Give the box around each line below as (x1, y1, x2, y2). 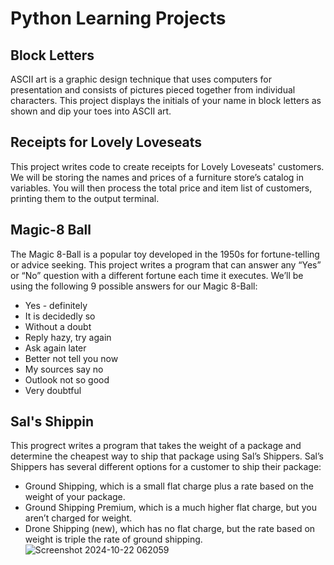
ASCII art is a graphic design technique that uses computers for (10, 73, 272, 85)
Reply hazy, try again (24, 331, 112, 343)
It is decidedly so (24, 310, 96, 322)
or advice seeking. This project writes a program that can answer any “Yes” (10, 258, 322, 271)
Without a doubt (24, 320, 92, 332)
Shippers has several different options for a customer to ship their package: (10, 461, 322, 473)
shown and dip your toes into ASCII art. (10, 105, 172, 117)
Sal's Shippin (10, 413, 95, 431)
